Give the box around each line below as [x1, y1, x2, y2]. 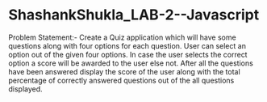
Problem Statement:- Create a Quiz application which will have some [8, 32, 236, 42]
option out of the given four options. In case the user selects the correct [8, 49, 248, 59]
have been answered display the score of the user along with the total [8, 66, 240, 76]
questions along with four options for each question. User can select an [8, 40, 246, 50]
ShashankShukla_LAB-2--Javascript [8, 6, 260, 24]
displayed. [8, 83, 43, 94]
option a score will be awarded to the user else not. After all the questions [8, 58, 254, 68]
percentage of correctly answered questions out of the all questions [8, 75, 235, 85]
